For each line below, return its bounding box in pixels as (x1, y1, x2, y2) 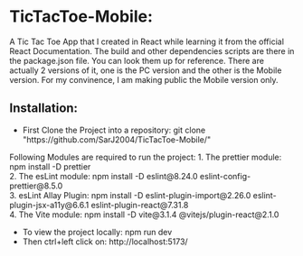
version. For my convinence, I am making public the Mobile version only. (9, 74, 279, 85)
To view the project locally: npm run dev (22, 226, 173, 237)
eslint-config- (199, 170, 251, 181)
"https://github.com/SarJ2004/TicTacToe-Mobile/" (22, 133, 212, 145)
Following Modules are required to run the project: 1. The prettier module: (9, 151, 282, 162)
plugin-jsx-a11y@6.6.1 (9, 199, 90, 210)
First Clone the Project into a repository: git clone (22, 124, 206, 135)
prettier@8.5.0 (9, 180, 63, 191)
